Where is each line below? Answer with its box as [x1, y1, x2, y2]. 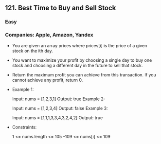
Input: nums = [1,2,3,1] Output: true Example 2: [12, 96, 105, 102]
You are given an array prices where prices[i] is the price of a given [12, 42, 147, 48]
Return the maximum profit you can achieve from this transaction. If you [12, 72, 157, 77]
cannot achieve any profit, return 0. [12, 77, 83, 83]
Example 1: [12, 86, 34, 92]
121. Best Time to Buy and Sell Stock [5, 4, 116, 12]
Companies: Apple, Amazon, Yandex [5, 32, 93, 38]
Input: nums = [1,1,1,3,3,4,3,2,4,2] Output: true [12, 114, 103, 121]
